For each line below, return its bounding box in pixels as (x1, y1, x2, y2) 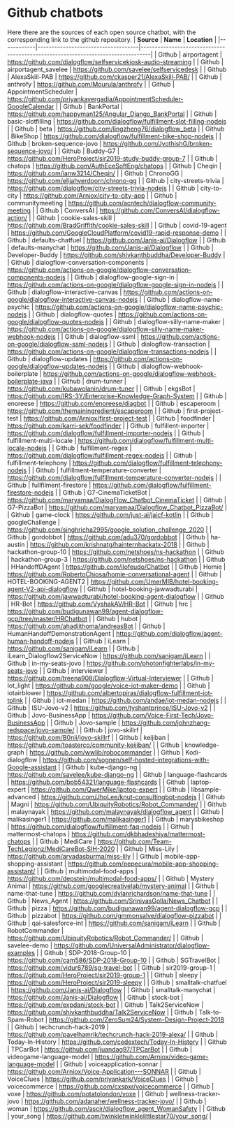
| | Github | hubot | (89, 614, 142, 623)
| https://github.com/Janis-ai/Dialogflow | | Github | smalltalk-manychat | (7, 985, 216, 994)
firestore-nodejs (7, 488, 54, 497)
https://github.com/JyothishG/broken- (103, 139, 213, 147)
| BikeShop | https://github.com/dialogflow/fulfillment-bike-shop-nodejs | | (7, 131, 221, 140)
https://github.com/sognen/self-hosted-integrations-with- (42, 755, 210, 764)
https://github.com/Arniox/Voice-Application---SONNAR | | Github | (7, 1067, 201, 1075)
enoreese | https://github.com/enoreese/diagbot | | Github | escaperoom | (7, 399, 220, 407)
